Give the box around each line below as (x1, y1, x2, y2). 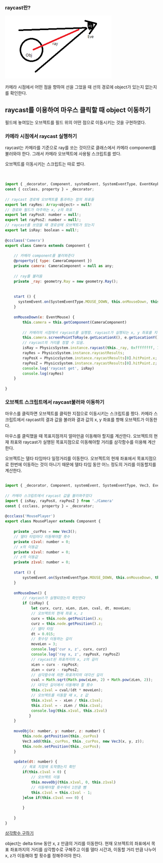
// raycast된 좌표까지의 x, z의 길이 (31, 657, 98, 662)
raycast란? (5, 4, 31, 11)
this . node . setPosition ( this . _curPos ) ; (22, 744, 101, 749)
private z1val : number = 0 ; (14, 560, 70, 565)
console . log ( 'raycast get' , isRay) (22, 366, 95, 371)
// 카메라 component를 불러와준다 (14, 253, 74, 258)
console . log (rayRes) (22, 371, 64, 376)
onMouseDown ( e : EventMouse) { (14, 314, 75, 320)
